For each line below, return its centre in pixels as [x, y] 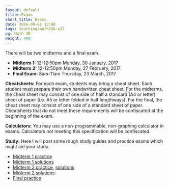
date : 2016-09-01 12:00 [31, 24]
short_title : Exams [26, 19]
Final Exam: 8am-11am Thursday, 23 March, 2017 [64, 73]
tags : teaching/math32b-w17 [35, 29]
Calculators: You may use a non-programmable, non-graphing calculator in [84, 126]
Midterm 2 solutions [34, 172]
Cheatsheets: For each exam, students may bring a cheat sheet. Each [79, 83]
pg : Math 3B [18, 34]
